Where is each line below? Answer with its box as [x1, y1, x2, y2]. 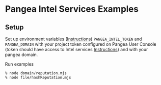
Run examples [5, 61, 34, 67]
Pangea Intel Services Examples [5, 3, 139, 15]
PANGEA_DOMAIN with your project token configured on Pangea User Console [5, 41, 157, 47]
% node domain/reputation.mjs [5, 71, 67, 76]
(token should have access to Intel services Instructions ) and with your [5, 47, 148, 52]
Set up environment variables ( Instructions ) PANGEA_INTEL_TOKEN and [5, 36, 142, 42]
